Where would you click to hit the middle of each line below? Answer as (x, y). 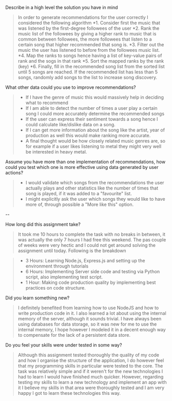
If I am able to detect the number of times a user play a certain (91, 108)
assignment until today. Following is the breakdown (72, 251)
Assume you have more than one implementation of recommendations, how (85, 162)
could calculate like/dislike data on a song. (70, 125)
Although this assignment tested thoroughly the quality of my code (88, 355)
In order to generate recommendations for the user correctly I (83, 17)
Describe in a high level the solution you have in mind (62, 7)
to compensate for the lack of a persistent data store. (74, 335)
